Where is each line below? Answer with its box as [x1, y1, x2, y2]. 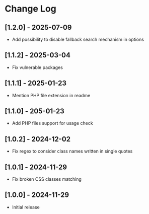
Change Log [5, 3, 56, 15]
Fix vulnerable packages [12, 64, 63, 70]
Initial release [12, 204, 40, 210]
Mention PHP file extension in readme [12, 92, 91, 98]
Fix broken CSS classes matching [12, 176, 82, 182]
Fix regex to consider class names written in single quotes [12, 148, 133, 154]
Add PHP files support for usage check [12, 120, 94, 126]
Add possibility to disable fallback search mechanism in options [12, 36, 144, 42]
